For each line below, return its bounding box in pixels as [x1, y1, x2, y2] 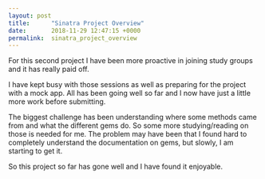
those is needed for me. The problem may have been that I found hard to [8, 129, 247, 139]
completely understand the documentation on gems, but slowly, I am [8, 137, 234, 148]
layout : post [8, 11, 52, 20]
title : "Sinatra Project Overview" [8, 19, 145, 27]
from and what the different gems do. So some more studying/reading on [8, 121, 249, 130]
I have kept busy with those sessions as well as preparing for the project [8, 80, 246, 89]
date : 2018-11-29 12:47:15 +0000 [8, 26, 141, 34]
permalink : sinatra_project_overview [8, 34, 137, 42]
